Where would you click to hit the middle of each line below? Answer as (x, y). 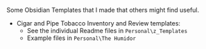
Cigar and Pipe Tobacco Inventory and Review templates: (98, 23)
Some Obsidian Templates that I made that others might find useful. (103, 10)
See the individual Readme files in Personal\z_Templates (107, 31)
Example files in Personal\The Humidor (81, 38)
